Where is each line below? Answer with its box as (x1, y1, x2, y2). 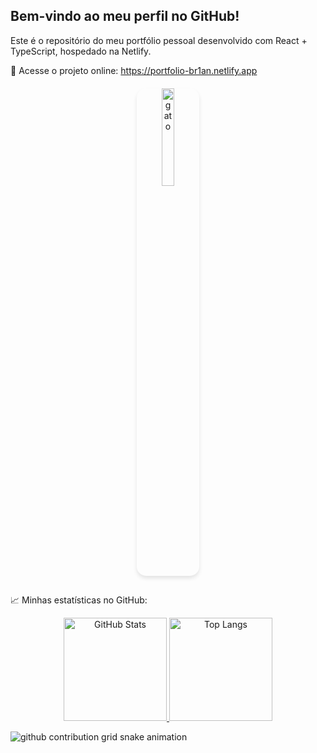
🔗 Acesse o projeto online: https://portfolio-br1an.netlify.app (10, 64, 258, 76)
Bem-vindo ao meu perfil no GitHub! (10, 8, 240, 25)
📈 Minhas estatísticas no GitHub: (10, 594, 148, 606)
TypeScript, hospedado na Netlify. (10, 45, 152, 57)
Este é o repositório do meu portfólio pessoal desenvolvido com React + (10, 34, 308, 46)
